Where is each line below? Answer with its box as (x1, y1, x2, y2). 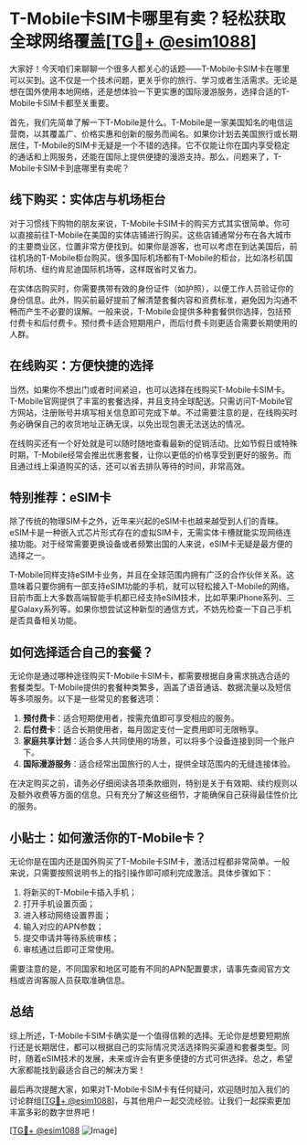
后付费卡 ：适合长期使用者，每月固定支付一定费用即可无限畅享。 (22, 724, 263, 736)
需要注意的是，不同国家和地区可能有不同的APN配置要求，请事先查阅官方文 (9, 963, 291, 974)
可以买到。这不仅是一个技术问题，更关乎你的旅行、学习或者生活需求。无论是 (9, 74, 298, 85)
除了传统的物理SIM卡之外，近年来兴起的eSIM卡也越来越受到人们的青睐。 (9, 515, 283, 526)
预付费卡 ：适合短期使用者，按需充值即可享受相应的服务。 (22, 713, 239, 724)
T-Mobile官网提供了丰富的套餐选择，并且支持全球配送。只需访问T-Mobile (9, 395, 286, 407)
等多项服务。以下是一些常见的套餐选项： (9, 694, 162, 705)
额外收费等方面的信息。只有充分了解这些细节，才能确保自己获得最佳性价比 (16, 790, 298, 800)
